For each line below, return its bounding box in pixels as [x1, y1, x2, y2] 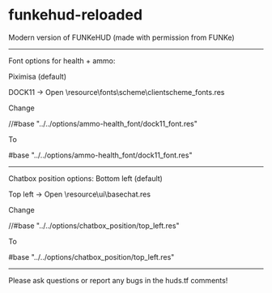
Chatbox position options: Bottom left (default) [8, 173, 164, 183]
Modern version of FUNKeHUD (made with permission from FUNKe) [8, 32, 235, 42]
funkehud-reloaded [8, 6, 143, 24]
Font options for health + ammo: [8, 55, 116, 66]
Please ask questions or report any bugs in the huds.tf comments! [8, 275, 228, 285]
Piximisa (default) [8, 71, 67, 81]
